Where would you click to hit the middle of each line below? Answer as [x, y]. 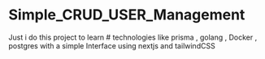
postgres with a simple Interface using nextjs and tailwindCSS [112, 45]
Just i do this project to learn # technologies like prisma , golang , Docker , [133, 37]
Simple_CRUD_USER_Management [127, 15]
